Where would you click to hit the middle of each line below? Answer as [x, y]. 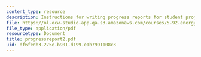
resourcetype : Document [36, 34]
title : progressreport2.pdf [41, 39]
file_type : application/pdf [41, 28]
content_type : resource [36, 12]
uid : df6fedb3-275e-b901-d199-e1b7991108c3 [61, 45]
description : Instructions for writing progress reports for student [95, 17]
